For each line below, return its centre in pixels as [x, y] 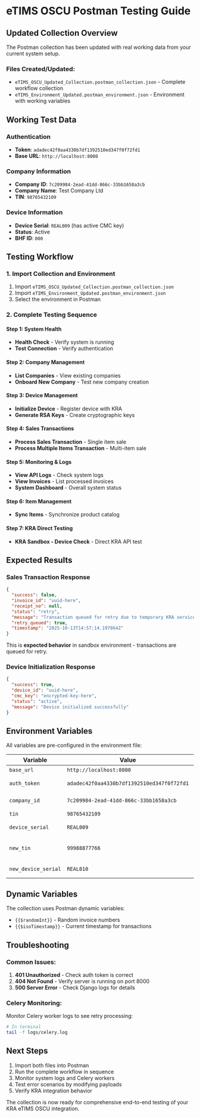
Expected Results [39, 560]
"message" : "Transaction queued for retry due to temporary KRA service [104, 617]
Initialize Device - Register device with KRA [68, 409]
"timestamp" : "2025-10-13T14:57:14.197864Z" [68, 628]
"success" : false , [35, 595]
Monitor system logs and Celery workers [65, 1078]
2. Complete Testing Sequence [51, 315]
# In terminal [24, 1027]
